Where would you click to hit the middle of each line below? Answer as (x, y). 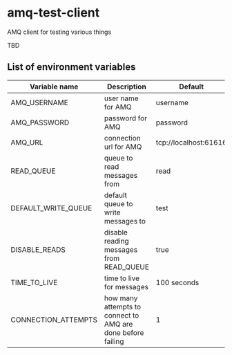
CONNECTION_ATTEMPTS (54, 320)
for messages (126, 286)
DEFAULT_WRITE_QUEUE (51, 208)
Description (126, 87)
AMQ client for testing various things (59, 32)
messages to (125, 221)
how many (121, 298)
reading (116, 241)
